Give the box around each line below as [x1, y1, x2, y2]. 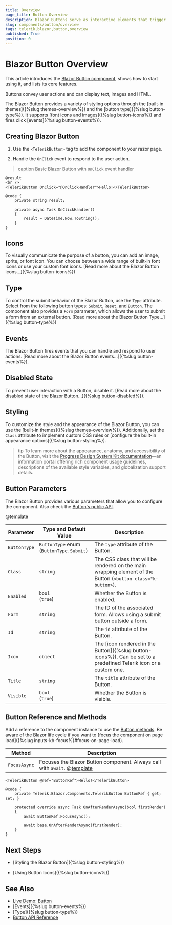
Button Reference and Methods [5, 713, 107, 721]
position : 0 [5, 36, 31, 42]
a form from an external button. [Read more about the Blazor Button [5, 314, 148, 320]
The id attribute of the [94, 625, 147, 633]
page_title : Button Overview [5, 12, 68, 17]
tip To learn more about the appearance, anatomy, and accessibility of [17, 448, 166, 454]
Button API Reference [12, 914, 58, 920]
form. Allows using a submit [94, 610, 161, 618]
